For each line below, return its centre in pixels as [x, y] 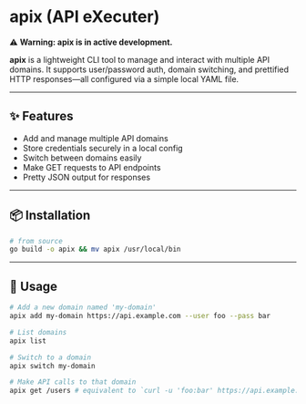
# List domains [38, 332]
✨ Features [41, 116]
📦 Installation [50, 216]
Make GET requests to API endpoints [92, 167]
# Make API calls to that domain [73, 382]
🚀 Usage [33, 286]
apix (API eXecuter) [85, 17]
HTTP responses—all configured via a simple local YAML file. [124, 78]
